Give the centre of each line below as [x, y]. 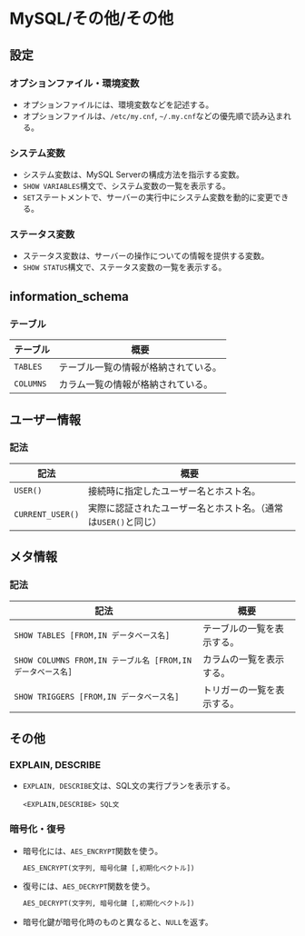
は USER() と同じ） [124, 522]
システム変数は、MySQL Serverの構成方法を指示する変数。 [133, 174]
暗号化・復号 [38, 830]
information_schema [69, 296]
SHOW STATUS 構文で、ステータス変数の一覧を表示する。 [124, 267]
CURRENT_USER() [47, 514]
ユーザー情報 [45, 419]
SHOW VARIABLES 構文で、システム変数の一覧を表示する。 [127, 186]
